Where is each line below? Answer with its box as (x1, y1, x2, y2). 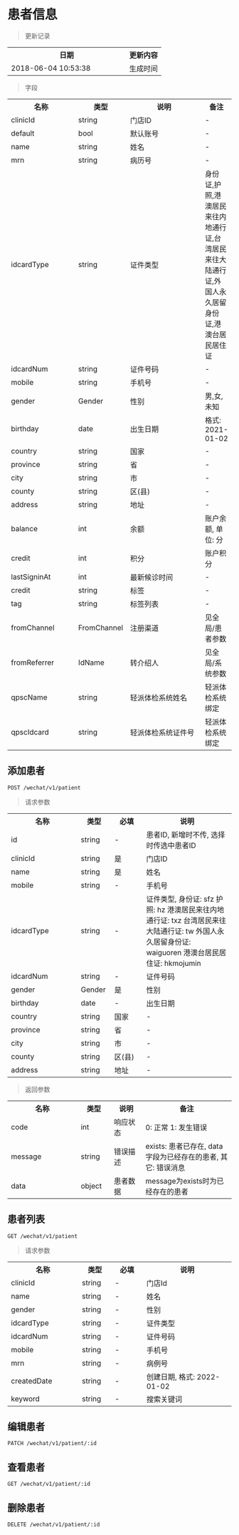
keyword (11, 1394, 41, 1404)
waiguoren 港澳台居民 (146, 947, 219, 957)
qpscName (11, 692, 48, 702)
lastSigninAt (11, 572, 51, 582)
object (80, 1181, 102, 1191)
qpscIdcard (11, 727, 50, 737)
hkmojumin (164, 958, 201, 968)
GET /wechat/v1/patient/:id (7, 1481, 91, 1488)
